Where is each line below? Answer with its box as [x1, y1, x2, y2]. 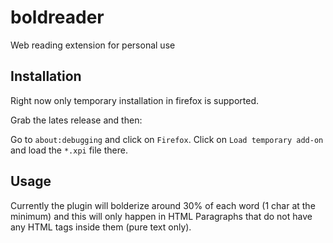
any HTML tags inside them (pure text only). [10, 221, 192, 233]
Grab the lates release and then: [10, 114, 143, 126]
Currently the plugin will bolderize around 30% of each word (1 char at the [10, 199, 316, 211]
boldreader [10, 6, 105, 29]
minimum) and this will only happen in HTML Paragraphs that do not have [10, 210, 313, 222]
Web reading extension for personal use [10, 39, 176, 51]
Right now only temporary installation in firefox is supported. [10, 94, 259, 106]
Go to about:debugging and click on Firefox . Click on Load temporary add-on [10, 133, 324, 145]
